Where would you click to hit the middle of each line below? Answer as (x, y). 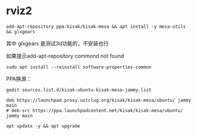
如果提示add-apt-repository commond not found (65, 56)
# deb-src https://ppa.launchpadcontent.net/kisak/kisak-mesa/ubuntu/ (95, 110)
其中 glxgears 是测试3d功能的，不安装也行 (58, 43)
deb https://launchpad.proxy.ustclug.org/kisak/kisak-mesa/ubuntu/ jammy (99, 100)
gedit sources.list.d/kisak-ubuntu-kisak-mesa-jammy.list (79, 90)
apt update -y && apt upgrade (43, 126)
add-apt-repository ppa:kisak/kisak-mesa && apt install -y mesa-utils (96, 27)
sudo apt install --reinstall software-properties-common (79, 67)
